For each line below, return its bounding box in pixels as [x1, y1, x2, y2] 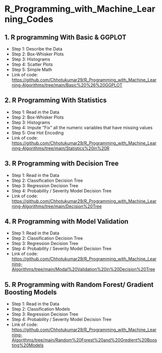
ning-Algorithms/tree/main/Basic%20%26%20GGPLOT [11, 82, 123, 88]
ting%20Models [11, 342, 44, 348]
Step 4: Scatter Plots [11, 62, 53, 67]
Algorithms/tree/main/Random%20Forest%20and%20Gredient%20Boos [11, 337, 157, 343]
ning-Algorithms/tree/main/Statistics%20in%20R [11, 145, 110, 151]
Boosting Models [4, 288, 57, 296]
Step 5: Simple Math [11, 67, 52, 72]
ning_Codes [4, 14, 54, 25]
